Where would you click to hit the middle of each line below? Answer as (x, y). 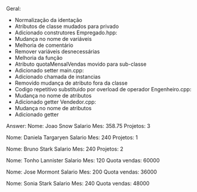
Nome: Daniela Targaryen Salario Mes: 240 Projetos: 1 (72, 137)
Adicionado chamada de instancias (58, 77)
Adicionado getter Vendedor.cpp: (55, 102)
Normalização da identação (48, 20)
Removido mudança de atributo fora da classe (71, 83)
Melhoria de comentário (44, 45)
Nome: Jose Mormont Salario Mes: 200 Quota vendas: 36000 (82, 172)
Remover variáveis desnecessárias (57, 52)
